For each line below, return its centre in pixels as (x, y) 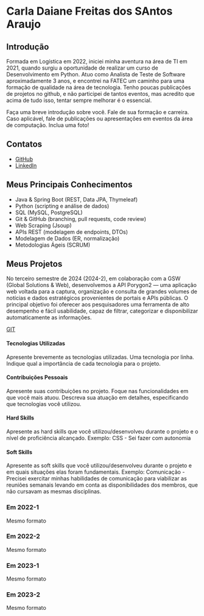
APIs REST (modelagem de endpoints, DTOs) (72, 232)
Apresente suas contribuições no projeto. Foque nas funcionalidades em (97, 391)
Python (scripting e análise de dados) (62, 206)
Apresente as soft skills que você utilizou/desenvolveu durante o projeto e (99, 466)
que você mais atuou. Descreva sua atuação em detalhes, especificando (97, 397)
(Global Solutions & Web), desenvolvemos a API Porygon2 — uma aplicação (101, 285)
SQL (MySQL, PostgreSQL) (49, 212)
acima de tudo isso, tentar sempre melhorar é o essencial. (79, 100)
